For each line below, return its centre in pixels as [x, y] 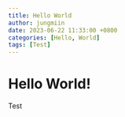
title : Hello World [40, 15]
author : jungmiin [37, 23]
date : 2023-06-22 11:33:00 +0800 [63, 30]
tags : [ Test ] [29, 45]
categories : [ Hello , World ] [54, 38]
